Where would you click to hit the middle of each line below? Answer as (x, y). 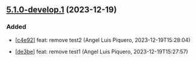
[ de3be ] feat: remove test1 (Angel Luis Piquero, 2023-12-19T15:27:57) (101, 51)
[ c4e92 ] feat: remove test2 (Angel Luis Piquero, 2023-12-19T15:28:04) (103, 40)
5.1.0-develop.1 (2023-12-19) (62, 10)
